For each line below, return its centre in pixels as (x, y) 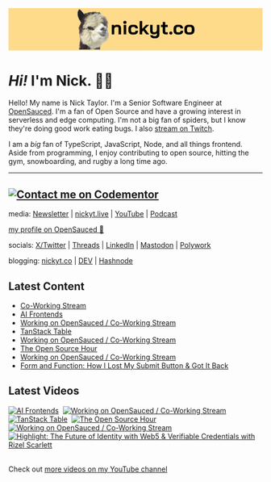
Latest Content (46, 286)
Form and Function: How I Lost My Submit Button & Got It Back (124, 365)
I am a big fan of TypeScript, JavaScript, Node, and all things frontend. (126, 145)
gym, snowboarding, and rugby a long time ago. (88, 161)
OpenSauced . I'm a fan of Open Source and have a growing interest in (125, 111)
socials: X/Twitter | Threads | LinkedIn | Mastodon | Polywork (110, 245)
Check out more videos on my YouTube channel (88, 469)
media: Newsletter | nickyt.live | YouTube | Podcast (93, 214)
